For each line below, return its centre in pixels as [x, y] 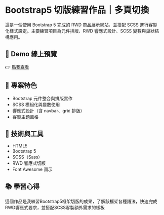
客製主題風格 [25, 117]
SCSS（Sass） [27, 157]
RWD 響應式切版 [29, 163]
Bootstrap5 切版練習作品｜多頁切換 [77, 10]
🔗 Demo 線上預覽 [31, 54]
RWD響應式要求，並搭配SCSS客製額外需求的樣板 [55, 208]
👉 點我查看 [17, 67]
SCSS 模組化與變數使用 [36, 105]
